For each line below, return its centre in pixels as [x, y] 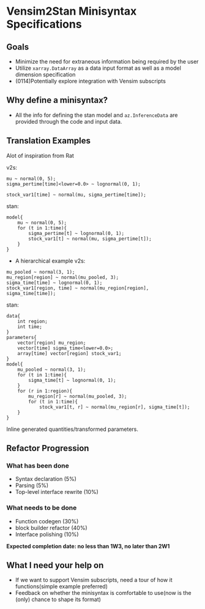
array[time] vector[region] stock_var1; [69, 353]
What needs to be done [42, 508]
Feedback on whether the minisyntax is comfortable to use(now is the [103, 593]
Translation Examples [48, 141]
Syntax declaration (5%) [46, 479]
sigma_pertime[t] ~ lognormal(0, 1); [76, 233]
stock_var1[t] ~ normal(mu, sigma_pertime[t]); [90, 239]
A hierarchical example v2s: [50, 261]
